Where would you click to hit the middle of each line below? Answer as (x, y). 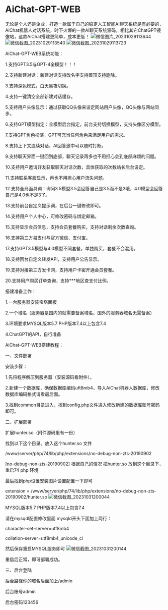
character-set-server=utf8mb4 (37, 528)
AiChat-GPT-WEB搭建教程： (34, 345)
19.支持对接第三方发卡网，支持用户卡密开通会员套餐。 (61, 270)
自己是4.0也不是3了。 (28, 195)
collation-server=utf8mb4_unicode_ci (44, 538)
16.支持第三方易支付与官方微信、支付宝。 (48, 238)
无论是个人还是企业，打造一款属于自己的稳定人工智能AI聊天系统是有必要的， (85, 24)
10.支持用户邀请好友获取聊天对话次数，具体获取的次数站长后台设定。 (76, 167)
